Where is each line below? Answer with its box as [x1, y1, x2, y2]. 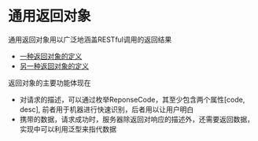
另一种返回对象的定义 [19, 61, 89, 71]
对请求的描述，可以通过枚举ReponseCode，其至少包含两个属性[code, [19, 95, 245, 104]
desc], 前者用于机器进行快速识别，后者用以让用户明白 [19, 104, 194, 114]
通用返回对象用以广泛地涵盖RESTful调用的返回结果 [8, 35, 172, 44]
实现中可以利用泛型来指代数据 [19, 124, 116, 134]
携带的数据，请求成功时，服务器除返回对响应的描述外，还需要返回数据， [19, 114, 254, 124]
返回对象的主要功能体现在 [8, 78, 91, 87]
